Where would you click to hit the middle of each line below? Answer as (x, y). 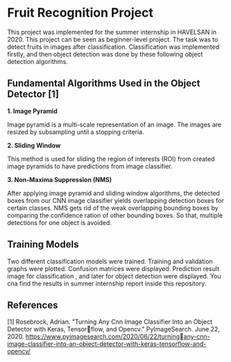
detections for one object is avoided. (60, 222)
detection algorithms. (37, 61)
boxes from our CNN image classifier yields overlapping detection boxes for (115, 200)
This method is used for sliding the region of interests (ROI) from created (111, 158)
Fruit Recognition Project (80, 13)
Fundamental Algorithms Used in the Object (104, 84)
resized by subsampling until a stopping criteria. (76, 132)
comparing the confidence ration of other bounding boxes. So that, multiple (115, 215)
